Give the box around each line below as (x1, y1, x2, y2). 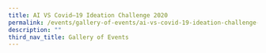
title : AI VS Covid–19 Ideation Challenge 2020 (8, 11, 169, 19)
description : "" (8, 26, 62, 34)
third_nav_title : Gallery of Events (8, 33, 129, 41)
